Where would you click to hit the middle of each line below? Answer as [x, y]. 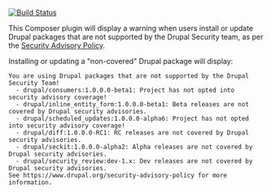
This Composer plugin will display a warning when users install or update [131, 28]
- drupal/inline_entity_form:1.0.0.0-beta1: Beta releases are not [133, 105]
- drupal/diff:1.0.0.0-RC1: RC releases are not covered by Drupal [133, 133]
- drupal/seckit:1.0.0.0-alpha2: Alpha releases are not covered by [134, 147]
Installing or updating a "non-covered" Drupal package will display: [121, 61]
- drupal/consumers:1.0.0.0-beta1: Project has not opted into [125, 90]
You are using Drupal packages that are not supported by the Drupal [129, 76]
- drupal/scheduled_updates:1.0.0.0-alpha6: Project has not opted [133, 118]
